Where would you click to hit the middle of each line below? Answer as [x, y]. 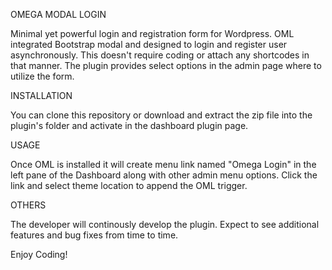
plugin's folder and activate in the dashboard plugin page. [129, 125]
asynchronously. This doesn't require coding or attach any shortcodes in [160, 55]
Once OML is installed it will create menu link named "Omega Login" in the [163, 164]
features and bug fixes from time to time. [94, 235]
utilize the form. [42, 76]
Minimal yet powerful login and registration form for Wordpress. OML [152, 33]
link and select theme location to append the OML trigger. [129, 185]
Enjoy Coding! [39, 254]
